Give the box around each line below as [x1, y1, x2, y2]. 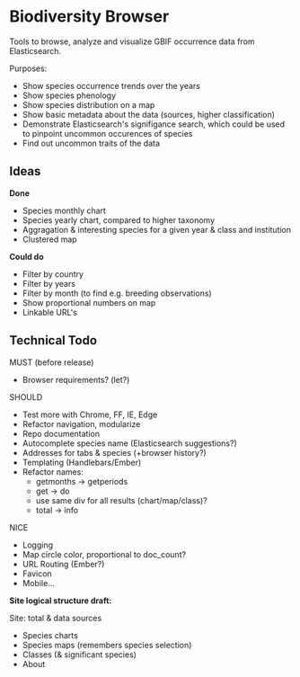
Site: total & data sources [9, 612, 102, 623]
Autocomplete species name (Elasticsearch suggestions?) [22, 438, 238, 449]
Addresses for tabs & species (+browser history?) [22, 447, 207, 458]
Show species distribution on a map [22, 99, 155, 110]
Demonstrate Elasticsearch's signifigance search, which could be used [22, 119, 286, 129]
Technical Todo [9, 333, 97, 348]
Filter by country [22, 268, 84, 280]
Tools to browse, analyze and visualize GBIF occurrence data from [9, 36, 255, 47]
